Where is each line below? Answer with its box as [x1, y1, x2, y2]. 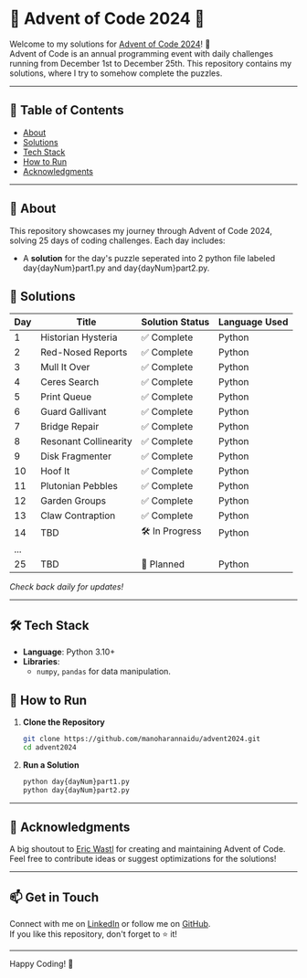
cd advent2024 [22, 742, 77, 752]
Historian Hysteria [40, 331, 118, 344]
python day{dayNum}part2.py [22, 785, 130, 794]
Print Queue [40, 390, 92, 403]
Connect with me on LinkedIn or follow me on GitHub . [9, 919, 211, 930]
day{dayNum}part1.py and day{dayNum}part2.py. [22, 262, 210, 273]
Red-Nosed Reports [40, 346, 128, 359]
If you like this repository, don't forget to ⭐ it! [9, 929, 178, 940]
